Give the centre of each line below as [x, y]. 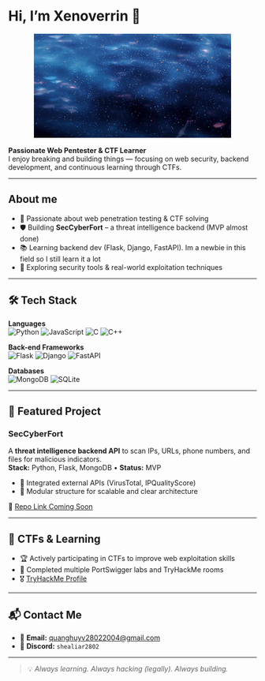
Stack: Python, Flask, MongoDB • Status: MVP [85, 468]
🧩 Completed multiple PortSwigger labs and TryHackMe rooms [121, 570]
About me [33, 199]
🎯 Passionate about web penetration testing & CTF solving [114, 218]
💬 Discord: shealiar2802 [60, 645]
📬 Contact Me [45, 615]
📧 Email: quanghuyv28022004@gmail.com [90, 638]
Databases [26, 371]
